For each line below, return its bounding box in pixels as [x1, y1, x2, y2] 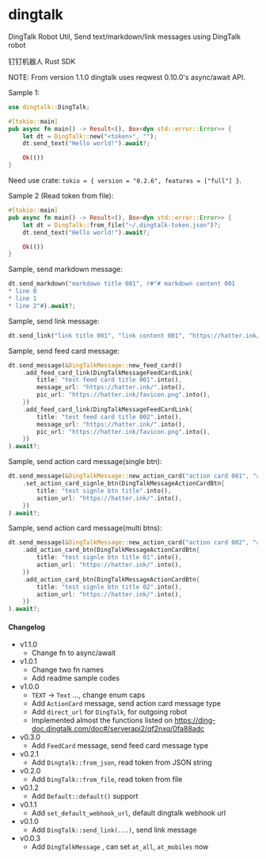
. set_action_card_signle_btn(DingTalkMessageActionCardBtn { [22, 480, 225, 488]
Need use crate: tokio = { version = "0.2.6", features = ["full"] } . [8, 176, 241, 186]
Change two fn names [31, 665, 104, 675]
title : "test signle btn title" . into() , [36, 486, 172, 495]
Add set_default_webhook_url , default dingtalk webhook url [31, 808, 226, 818]
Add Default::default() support [31, 792, 139, 801]
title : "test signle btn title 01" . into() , [36, 554, 182, 562]
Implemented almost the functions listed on [31, 715, 173, 725]
